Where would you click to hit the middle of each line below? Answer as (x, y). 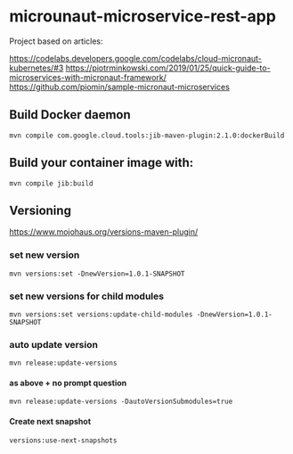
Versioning (40, 210)
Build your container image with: (102, 163)
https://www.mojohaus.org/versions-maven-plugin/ (104, 232)
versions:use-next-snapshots (63, 440)
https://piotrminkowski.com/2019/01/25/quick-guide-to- (168, 68)
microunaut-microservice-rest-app (142, 17)
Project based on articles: (56, 41)
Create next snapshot (50, 422)
